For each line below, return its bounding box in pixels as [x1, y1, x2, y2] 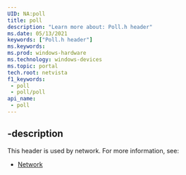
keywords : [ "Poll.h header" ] [7, 37, 93, 44]
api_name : [7, 96, 37, 103]
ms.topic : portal [7, 63, 58, 70]
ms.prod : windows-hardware [7, 50, 87, 57]
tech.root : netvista [7, 69, 68, 76]
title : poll [7, 17, 42, 24]
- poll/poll [10, 89, 46, 96]
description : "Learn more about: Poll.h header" [7, 23, 153, 30]
